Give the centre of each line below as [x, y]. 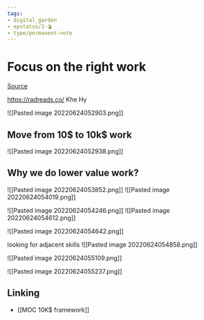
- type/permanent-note [40, 33]
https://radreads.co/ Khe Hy [47, 100]
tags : [15, 13]
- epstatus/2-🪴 [30, 26]
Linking [24, 293]
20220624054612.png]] [41, 218]
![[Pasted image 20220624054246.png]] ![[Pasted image [89, 210]
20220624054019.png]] [41, 197]
